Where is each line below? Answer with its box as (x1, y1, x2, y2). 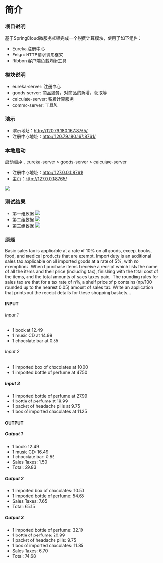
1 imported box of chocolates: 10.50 (12, 488, 84, 494)
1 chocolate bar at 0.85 (12, 337, 59, 344)
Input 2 (5, 349, 20, 355)
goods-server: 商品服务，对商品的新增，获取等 (12, 89, 107, 96)
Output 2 (5, 476, 24, 482)
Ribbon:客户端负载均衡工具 (12, 58, 67, 64)
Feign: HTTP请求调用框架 (12, 52, 64, 58)
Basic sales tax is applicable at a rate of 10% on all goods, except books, (5, 247, 152, 253)
